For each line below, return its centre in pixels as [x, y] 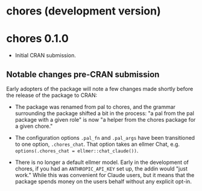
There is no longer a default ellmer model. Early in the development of [102, 162]
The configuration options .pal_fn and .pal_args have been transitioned [105, 137]
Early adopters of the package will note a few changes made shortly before [100, 89]
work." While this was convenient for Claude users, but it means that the [105, 175]
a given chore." [34, 126]
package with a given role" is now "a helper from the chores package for [105, 119]
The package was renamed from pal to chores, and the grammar [95, 107]
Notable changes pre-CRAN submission [83, 74]
